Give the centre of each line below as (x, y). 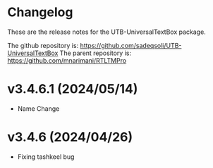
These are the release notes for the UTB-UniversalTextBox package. (107, 32)
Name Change (38, 108)
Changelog (40, 12)
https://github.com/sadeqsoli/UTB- (131, 45)
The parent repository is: (96, 53)
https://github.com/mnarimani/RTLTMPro (67, 60)
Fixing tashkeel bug (46, 157)
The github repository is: (43, 45)
